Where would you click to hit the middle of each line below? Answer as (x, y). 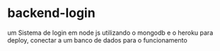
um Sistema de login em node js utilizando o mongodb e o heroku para (110, 33)
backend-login (51, 13)
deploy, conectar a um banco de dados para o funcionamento (97, 40)
